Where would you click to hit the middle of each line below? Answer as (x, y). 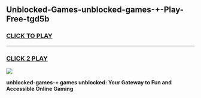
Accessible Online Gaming (40, 88)
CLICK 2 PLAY (27, 58)
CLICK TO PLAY (29, 36)
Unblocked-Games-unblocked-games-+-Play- (95, 10)
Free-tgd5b (28, 19)
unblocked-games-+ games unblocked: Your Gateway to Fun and (89, 82)
